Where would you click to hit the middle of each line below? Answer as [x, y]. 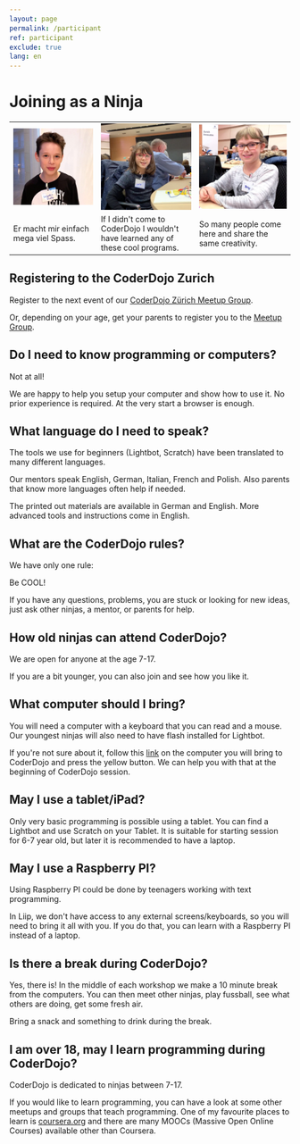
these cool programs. [140, 248]
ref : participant [42, 38]
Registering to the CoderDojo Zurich [112, 278]
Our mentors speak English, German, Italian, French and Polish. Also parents [150, 480]
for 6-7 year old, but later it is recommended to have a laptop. [122, 840]
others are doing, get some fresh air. [76, 1004]
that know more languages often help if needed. [97, 489]
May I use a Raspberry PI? [83, 868]
